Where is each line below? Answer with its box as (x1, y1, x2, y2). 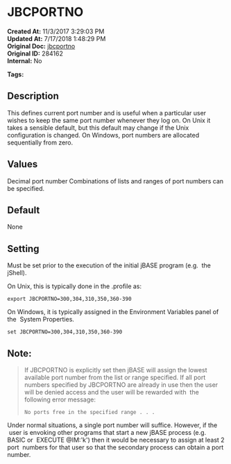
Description (7, 90, 59, 102)
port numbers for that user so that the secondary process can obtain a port (7, 443, 224, 451)
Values (7, 158, 38, 170)
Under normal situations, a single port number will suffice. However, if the (7, 421, 218, 429)
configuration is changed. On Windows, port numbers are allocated (7, 131, 200, 139)
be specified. (7, 184, 45, 192)
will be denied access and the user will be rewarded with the (24, 388, 199, 396)
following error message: (24, 395, 96, 404)
